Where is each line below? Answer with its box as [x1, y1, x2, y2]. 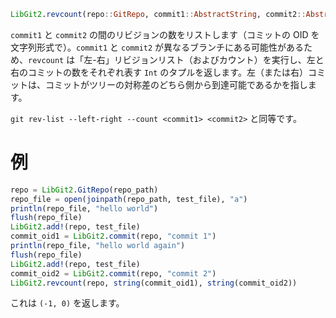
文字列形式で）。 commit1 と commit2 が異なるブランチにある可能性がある [10, 41, 305, 53]
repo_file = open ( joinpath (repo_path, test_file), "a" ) [10, 194, 248, 204]
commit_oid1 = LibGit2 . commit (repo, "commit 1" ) [10, 231, 217, 242]
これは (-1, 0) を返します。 [10, 297, 125, 309]
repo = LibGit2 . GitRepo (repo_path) [10, 185, 159, 195]
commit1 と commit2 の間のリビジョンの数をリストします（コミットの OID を [10, 28, 320, 40]
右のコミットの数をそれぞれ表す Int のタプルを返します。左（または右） [10, 66, 308, 78]
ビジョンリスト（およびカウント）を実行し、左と [122, 53, 325, 65]
